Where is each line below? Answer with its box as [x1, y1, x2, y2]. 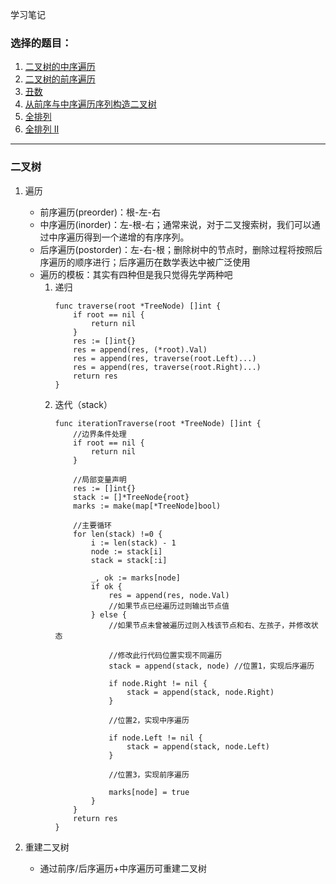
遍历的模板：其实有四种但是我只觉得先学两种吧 [39, 268, 233, 280]
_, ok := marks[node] [90, 573, 181, 583]
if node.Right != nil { [108, 678, 208, 688]
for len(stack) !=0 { [73, 529, 163, 539]
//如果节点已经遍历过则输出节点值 [108, 601, 230, 611]
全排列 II [24, 123, 60, 135]
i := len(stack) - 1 [90, 538, 177, 548]
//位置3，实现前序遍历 [108, 769, 190, 780]
